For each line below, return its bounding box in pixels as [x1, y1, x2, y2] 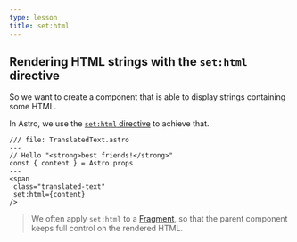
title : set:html [9, 21, 70, 30]
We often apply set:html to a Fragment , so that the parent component [30, 214, 288, 224]
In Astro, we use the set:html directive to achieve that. [9, 118, 210, 129]
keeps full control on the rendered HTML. [30, 223, 184, 234]
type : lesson [9, 12, 58, 22]
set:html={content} [12, 190, 87, 199]
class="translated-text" [12, 182, 105, 191]
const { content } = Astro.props [9, 159, 134, 168]
